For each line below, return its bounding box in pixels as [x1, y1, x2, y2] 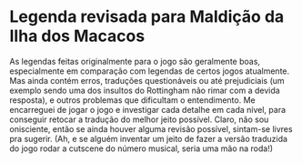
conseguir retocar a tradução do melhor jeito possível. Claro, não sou [9, 114, 269, 125]
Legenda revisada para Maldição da [9, 6, 285, 27]
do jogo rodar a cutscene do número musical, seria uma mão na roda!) [9, 143, 274, 154]
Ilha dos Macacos [9, 25, 146, 46]
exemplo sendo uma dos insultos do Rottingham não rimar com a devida [9, 85, 280, 96]
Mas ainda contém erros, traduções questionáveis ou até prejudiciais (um [9, 75, 285, 86]
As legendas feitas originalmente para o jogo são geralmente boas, [9, 56, 261, 66]
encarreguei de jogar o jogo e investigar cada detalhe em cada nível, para [9, 104, 287, 115]
